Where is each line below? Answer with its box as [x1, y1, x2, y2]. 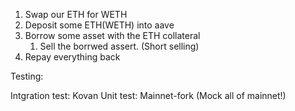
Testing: [10, 70, 44, 82]
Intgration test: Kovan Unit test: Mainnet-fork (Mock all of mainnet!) [10, 90, 287, 101]
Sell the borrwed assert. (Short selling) [39, 40, 200, 52]
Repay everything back [24, 51, 121, 63]
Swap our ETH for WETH [24, 9, 128, 20]
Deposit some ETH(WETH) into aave [24, 19, 175, 31]
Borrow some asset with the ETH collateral [24, 30, 201, 41]
